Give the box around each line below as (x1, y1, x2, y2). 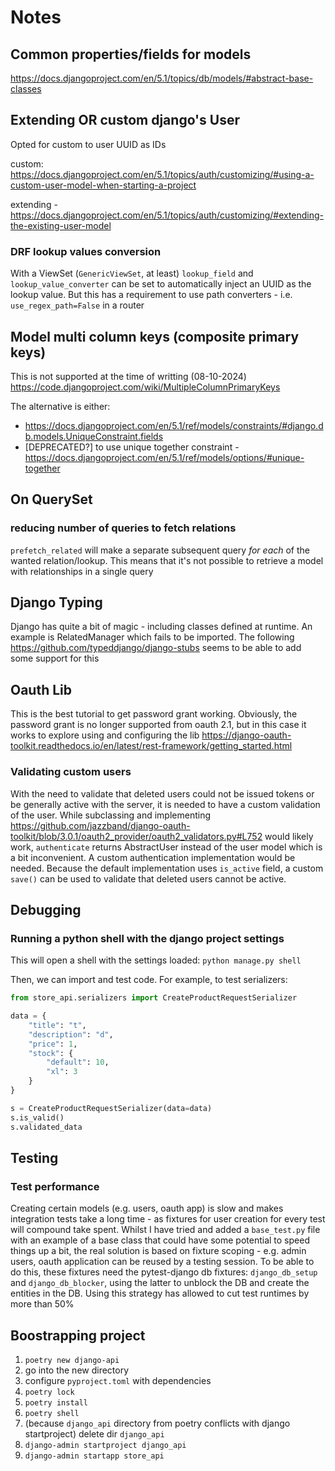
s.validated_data (10, 1122, 83, 1132)
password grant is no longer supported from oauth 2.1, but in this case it (10, 719, 307, 731)
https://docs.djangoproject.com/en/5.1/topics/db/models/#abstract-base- (10, 72, 314, 84)
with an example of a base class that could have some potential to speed (10, 1234, 310, 1246)
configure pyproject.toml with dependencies (24, 1375, 212, 1387)
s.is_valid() (10, 1112, 65, 1123)
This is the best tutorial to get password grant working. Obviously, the (10, 708, 298, 720)
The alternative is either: (10, 400, 111, 412)
